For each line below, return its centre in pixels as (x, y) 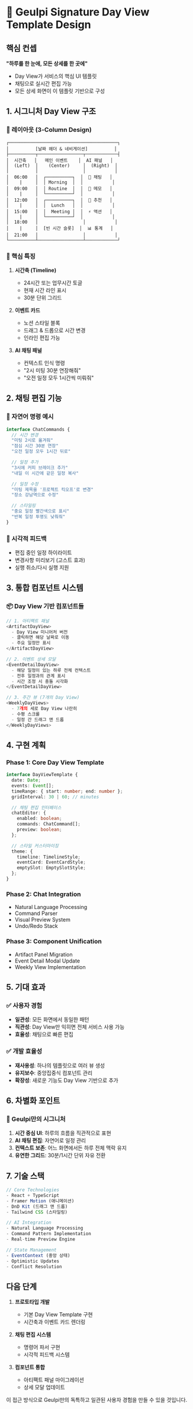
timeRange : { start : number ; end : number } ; (67, 791)
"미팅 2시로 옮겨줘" (32, 441)
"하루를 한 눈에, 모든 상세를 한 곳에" (47, 64)
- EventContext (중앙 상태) (38, 1255)
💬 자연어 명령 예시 (30, 417)
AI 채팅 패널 (28, 350)
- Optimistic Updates (33, 1261)
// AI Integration (29, 1223)
